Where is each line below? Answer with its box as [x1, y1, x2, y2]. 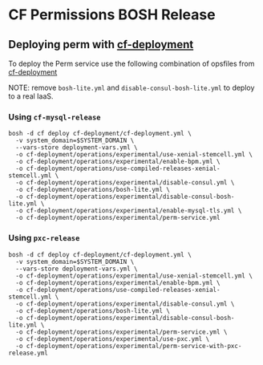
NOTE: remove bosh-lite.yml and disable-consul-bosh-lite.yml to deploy [8, 83, 255, 92]
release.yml [8, 349, 48, 357]
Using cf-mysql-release [8, 111, 101, 122]
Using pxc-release [8, 233, 80, 244]
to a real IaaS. [8, 91, 54, 101]
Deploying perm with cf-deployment [8, 38, 194, 51]
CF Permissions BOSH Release [8, 6, 216, 24]
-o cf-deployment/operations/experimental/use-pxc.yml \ [15, 335, 210, 343]
